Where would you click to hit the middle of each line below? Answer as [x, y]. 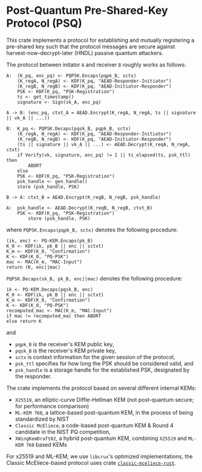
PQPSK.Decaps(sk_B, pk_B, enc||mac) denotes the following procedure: [94, 278]
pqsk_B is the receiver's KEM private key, [66, 351]
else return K [24, 321]
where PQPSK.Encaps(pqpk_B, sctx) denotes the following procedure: [92, 230]
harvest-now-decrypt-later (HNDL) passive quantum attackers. [85, 53]
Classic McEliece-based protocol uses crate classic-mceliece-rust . [91, 462]
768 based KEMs [47, 444]
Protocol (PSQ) [44, 23]
